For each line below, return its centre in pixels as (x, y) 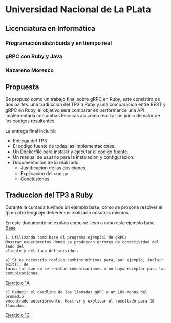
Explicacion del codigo (44, 174)
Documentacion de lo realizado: (46, 163)
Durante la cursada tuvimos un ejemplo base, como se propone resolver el (84, 207)
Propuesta (22, 87)
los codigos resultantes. (31, 121)
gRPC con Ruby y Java (34, 56)
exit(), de (17, 264)
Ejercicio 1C (18, 315)
